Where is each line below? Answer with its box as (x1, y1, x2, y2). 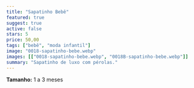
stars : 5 (6, 31, 28, 37)
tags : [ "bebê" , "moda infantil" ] (6, 43, 91, 49)
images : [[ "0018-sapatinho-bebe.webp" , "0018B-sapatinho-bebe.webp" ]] (6, 54, 189, 60)
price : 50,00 (6, 37, 39, 43)
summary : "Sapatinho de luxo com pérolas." (6, 59, 118, 65)
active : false (6, 25, 42, 32)
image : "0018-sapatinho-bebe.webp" (6, 48, 96, 54)
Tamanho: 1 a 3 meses (6, 76, 64, 83)
